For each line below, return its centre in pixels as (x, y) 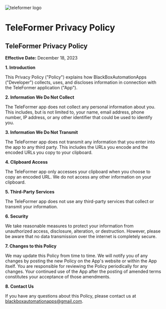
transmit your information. (32, 207)
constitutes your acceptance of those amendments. (58, 277)
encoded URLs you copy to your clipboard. (49, 152)
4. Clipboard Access (27, 162)
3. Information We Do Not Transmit (42, 132)
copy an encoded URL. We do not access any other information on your (78, 177)
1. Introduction (20, 67)
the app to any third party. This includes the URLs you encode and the (77, 147)
